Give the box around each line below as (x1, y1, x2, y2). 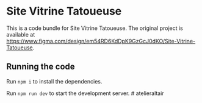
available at (6, 30, 35, 38)
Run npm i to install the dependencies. (6, 77, 103, 85)
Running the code (6, 62, 75, 72)
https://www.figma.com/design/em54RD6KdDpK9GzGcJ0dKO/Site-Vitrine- (6, 37, 196, 44)
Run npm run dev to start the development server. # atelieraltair (6, 90, 164, 97)
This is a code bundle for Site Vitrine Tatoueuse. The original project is (6, 24, 183, 32)
